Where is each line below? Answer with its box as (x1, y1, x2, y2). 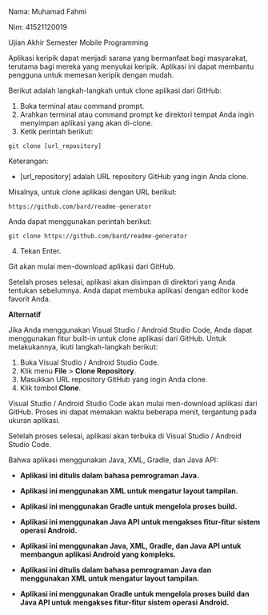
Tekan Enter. (19, 246, 62, 255)
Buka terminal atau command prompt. (19, 102, 145, 110)
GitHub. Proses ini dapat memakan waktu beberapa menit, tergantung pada (8, 407, 258, 417)
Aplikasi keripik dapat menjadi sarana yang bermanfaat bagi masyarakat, (8, 54, 248, 62)
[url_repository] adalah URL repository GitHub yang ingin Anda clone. (19, 172, 249, 181)
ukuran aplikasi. (8, 416, 61, 425)
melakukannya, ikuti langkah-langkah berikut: (8, 342, 158, 351)
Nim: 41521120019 (8, 22, 68, 31)
